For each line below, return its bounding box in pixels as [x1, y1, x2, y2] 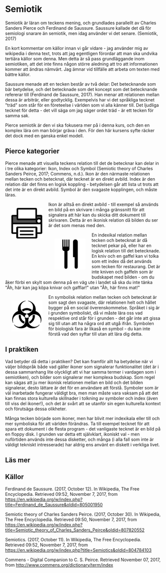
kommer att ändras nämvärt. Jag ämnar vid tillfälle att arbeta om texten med [5, 66, 160, 72]
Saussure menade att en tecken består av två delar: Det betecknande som [5, 81, 157, 87]
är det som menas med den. [48, 222, 106, 228]
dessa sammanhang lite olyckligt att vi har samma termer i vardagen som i [5, 369, 157, 375]
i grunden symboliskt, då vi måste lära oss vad [48, 310, 143, 316]
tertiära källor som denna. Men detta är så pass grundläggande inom [5, 55, 145, 61]
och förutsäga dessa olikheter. [5, 406, 67, 412]
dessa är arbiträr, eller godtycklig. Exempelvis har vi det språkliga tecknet [5, 96, 155, 102]
